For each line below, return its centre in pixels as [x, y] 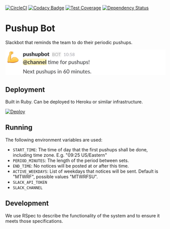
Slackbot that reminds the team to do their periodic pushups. [69, 42]
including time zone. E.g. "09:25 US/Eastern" [60, 155]
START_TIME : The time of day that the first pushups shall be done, [80, 149]
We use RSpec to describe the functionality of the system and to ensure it [83, 215]
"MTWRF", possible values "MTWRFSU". [55, 176]
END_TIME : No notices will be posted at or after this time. [71, 166]
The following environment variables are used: [54, 140]
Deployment [25, 90]
